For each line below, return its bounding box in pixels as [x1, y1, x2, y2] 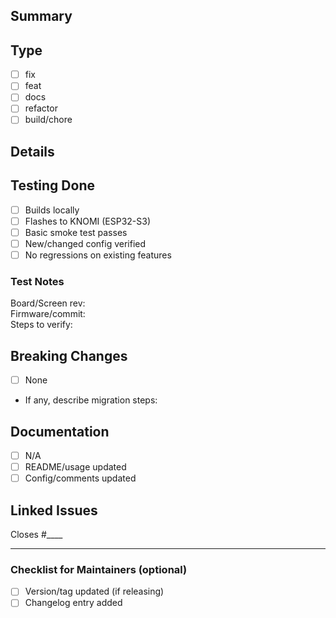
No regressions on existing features [24, 249, 172, 261]
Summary [10, 8, 73, 25]
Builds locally [24, 204, 80, 216]
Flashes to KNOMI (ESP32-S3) [24, 215, 152, 227]
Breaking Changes [10, 347, 128, 364]
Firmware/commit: [10, 308, 86, 320]
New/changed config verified [24, 237, 147, 249]
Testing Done [10, 177, 95, 194]
